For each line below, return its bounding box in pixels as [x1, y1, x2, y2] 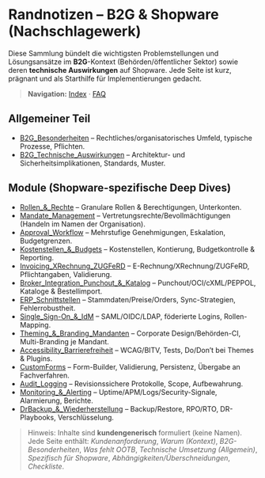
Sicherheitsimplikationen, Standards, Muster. [19, 158, 166, 168]
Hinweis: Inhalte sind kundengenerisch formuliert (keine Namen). [27, 427, 243, 437]
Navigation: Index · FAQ [27, 89, 107, 98]
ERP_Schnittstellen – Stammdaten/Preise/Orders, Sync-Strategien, [19, 294, 236, 304]
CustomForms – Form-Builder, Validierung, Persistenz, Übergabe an [19, 362, 241, 371]
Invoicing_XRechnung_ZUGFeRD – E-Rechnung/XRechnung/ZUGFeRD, [19, 261, 250, 271]
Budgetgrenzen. [19, 236, 73, 245]
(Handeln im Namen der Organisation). [19, 219, 146, 229]
